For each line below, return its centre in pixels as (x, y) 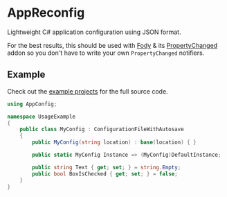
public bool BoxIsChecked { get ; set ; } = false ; (105, 174)
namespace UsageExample (42, 117)
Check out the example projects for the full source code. (88, 91)
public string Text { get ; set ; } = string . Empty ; (107, 167)
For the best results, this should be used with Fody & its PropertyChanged (112, 45)
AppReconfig (46, 13)
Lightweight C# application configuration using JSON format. (94, 32)
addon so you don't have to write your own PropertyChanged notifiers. (106, 53)
